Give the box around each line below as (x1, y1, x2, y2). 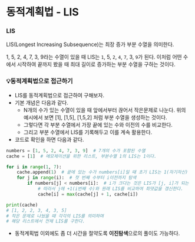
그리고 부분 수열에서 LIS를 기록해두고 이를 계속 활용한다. (23, 128, 153, 136)
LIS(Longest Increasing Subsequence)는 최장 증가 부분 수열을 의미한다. (6, 41, 174, 48)
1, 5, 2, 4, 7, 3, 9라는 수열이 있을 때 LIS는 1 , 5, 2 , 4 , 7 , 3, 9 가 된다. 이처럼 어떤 (6, 54, 182, 61)
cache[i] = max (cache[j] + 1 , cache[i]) (37, 191, 138, 197)
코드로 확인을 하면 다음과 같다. (14, 136, 84, 143)
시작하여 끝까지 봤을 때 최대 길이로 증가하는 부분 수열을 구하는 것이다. (16, 61, 176, 68)
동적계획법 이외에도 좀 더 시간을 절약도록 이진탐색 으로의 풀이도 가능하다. (14, 230, 180, 237)
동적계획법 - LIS (6, 5, 80, 19)
